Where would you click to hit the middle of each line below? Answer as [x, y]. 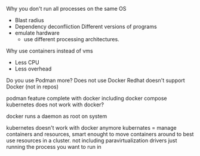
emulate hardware [37, 33]
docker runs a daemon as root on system [57, 116]
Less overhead [33, 69]
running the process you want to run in [54, 147]
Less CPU [27, 62]
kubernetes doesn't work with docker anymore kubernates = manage [92, 128]
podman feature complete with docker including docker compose [87, 98]
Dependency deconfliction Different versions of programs [86, 27]
